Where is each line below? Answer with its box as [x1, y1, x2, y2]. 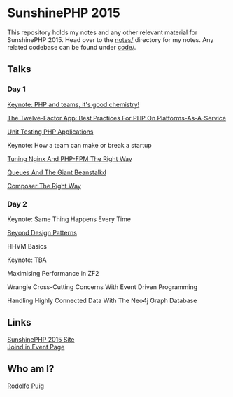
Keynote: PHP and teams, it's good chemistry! [7, 100, 140, 109]
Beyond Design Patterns [7, 228, 77, 237]
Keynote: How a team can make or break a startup [7, 141, 152, 149]
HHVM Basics [7, 242, 48, 250]
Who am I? [7, 363, 55, 375]
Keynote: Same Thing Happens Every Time [7, 215, 132, 223]
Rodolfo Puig [7, 382, 44, 390]
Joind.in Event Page [7, 342, 65, 351]
